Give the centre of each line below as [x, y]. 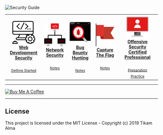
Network [55, 50]
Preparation [138, 70]
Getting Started [24, 71]
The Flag [105, 55]
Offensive [138, 41]
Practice [138, 77]
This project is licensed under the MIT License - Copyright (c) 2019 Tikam [79, 123]
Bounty [80, 52]
